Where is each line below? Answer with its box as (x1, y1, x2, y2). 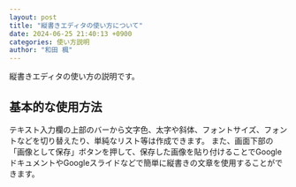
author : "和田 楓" (9, 46, 73, 55)
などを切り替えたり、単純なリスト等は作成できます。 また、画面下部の (16, 135, 274, 146)
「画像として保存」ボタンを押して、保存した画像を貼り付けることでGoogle (9, 146, 283, 157)
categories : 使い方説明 (9, 37, 90, 47)
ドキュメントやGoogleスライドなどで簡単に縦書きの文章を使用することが (9, 157, 276, 168)
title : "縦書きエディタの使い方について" (9, 21, 143, 30)
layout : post (9, 12, 57, 22)
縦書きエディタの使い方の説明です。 (9, 71, 140, 82)
